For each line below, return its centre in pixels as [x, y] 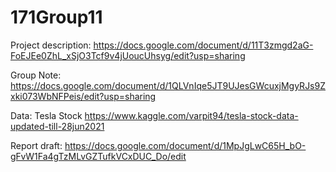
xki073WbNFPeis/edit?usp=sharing [83, 96]
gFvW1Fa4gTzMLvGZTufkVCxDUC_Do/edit [98, 156]
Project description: [51, 45]
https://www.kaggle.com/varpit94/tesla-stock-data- [191, 115]
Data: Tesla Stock [46, 115]
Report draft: [36, 145]
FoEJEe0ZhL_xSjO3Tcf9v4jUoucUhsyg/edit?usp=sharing [128, 55]
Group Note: [36, 75]
